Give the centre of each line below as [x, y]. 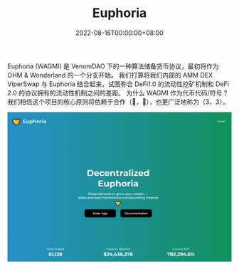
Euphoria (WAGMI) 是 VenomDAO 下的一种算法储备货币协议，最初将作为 [113, 66]
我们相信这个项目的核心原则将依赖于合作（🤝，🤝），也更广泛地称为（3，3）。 [118, 102]
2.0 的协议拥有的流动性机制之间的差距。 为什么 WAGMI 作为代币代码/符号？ [118, 93]
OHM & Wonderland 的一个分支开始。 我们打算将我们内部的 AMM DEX [110, 75]
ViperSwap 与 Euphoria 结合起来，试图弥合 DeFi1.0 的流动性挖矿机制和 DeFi [118, 84]
